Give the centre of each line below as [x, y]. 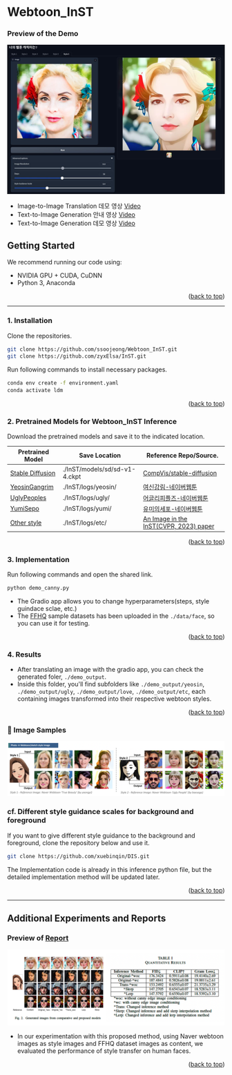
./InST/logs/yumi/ [87, 509]
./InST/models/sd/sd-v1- [99, 469]
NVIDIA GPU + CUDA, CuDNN [59, 275]
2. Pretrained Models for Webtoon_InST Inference [92, 422]
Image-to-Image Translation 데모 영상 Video [79, 206]
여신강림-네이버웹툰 [170, 487]
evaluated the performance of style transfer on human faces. [104, 1051]
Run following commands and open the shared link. [80, 574]
